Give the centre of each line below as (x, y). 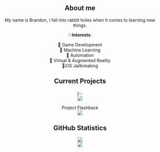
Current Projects (80, 81)
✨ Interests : (80, 35)
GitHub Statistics (80, 128)
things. (80, 25)
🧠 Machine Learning (80, 50)
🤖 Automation (80, 55)
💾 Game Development (80, 44)
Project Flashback (80, 108)
